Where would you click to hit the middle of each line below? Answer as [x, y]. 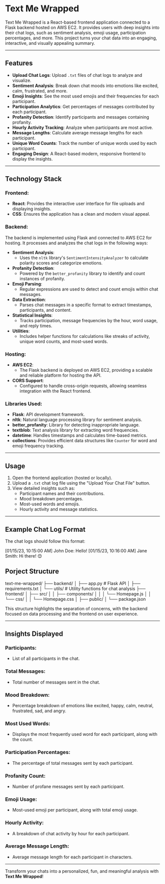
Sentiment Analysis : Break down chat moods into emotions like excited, [85, 85]
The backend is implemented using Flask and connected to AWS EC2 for [79, 237]
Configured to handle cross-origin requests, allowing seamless [83, 386]
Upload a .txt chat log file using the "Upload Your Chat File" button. [81, 483]
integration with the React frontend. [55, 391]
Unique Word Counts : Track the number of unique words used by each [84, 143]
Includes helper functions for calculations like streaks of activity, [85, 336]
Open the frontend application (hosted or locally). [62, 478]
